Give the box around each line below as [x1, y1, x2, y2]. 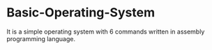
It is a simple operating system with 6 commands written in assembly [6, 27, 205, 36]
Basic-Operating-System [6, 5, 155, 21]
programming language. [6, 34, 76, 42]
